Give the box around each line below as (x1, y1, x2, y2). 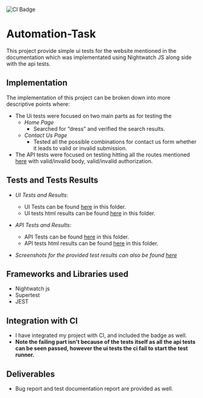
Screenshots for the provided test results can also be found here (15, 251, 177, 259)
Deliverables (6, 369, 55, 379)
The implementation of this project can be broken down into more (6, 94, 171, 101)
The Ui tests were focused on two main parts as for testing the (15, 112, 172, 119)
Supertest (15, 292, 40, 299)
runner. (15, 351, 35, 358)
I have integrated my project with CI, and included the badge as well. (15, 332, 187, 339)
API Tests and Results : (15, 221, 72, 228)
